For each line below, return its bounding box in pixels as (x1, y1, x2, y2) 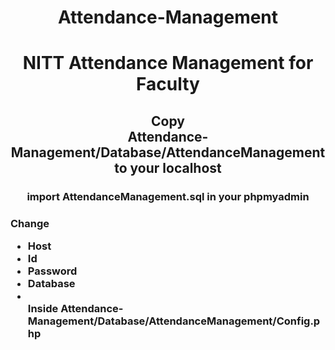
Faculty (136, 73, 200, 96)
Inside (27, 301, 59, 315)
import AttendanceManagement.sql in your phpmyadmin (26, 189, 310, 203)
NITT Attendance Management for (22, 52, 314, 75)
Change (10, 216, 50, 230)
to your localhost (114, 159, 222, 176)
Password (27, 264, 78, 278)
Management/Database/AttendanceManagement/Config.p (27, 314, 321, 328)
